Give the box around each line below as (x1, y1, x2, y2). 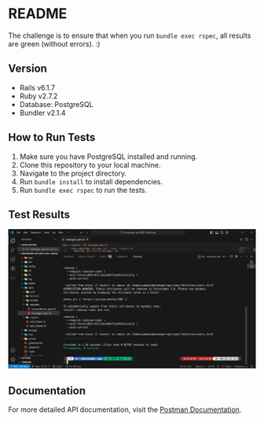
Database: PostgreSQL (19, 99, 93, 109)
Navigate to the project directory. (19, 168, 127, 178)
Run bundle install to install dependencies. (19, 176, 163, 186)
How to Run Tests (8, 131, 96, 144)
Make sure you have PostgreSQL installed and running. (19, 151, 198, 161)
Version (8, 62, 47, 76)
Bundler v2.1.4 (19, 108, 66, 117)
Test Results (8, 208, 71, 221)
